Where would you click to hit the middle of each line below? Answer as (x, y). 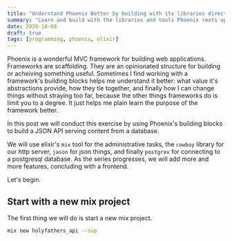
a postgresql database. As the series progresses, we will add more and (108, 159)
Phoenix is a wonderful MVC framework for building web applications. (107, 59)
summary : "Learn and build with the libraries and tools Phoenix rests (112, 20)
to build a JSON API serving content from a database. (84, 131)
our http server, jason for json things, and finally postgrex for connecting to (114, 152)
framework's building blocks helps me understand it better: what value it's (113, 81)
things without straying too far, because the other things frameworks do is (113, 96)
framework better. (33, 110)
